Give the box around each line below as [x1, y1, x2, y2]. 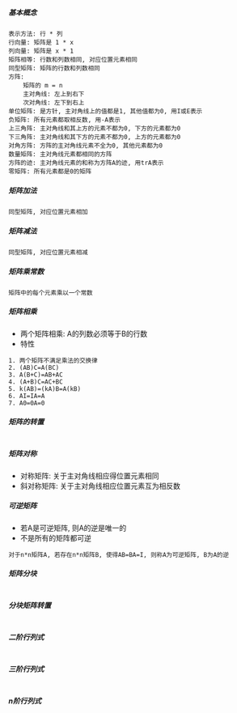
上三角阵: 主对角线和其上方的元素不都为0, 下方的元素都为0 [8, 124, 181, 133]
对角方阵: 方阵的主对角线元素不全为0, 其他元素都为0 [8, 142, 163, 150]
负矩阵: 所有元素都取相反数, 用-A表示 [8, 116, 121, 124]
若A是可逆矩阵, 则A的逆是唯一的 [19, 523, 127, 533]
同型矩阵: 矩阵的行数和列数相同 [8, 64, 100, 72]
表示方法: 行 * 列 [8, 29, 63, 38]
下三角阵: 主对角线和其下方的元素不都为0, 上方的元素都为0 [8, 133, 181, 141]
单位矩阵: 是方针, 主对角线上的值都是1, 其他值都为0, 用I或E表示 [8, 107, 203, 115]
